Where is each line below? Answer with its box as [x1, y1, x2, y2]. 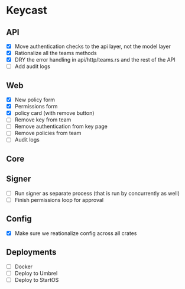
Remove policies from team [14, 130, 82, 137]
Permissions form [14, 103, 58, 110]
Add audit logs [14, 63, 50, 70]
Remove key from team [14, 116, 72, 123]
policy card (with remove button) [14, 110, 95, 117]
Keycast [6, 4, 47, 17]
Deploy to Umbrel [14, 269, 58, 277]
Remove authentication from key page [14, 123, 108, 130]
